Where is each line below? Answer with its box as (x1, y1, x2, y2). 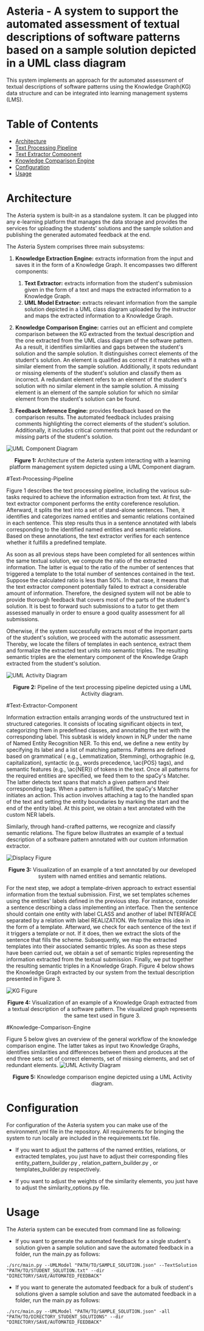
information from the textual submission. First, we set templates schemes (6, 891, 191, 898)
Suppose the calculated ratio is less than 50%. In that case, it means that (6, 576, 189, 584)
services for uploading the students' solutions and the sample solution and (6, 224, 194, 232)
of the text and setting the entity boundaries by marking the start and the (6, 798, 189, 805)
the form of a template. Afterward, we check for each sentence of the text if (6, 923, 197, 930)
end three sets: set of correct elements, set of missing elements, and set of (6, 1055, 195, 1062)
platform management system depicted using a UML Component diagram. (9, 463, 195, 470)
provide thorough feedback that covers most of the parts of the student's (6, 596, 190, 603)
